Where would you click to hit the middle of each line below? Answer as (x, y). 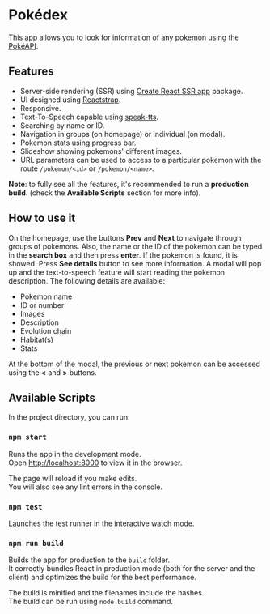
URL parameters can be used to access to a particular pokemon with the (141, 160)
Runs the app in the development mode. (75, 454)
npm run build (36, 543)
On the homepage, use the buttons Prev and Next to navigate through (125, 237)
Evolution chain (46, 330)
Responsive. (40, 108)
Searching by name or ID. (62, 125)
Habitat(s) (37, 339)
